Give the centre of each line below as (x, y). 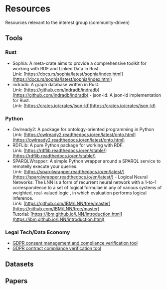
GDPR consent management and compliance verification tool (75, 243)
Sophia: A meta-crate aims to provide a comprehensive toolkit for (80, 63)
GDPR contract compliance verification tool (57, 248)
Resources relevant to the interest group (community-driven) (68, 22)
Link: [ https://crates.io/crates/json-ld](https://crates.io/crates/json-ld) (84, 106)
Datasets (19, 264)
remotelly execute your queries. (45, 166)
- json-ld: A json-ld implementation (125, 95)
